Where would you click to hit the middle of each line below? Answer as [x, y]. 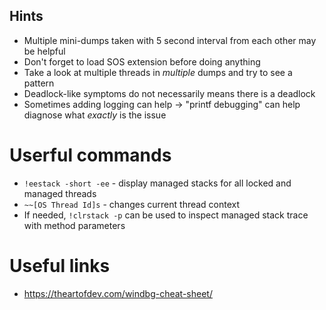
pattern [39, 83]
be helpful [44, 51]
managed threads [60, 193]
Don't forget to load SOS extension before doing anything [142, 61]
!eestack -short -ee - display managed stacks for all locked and [157, 183]
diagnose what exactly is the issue [95, 115]
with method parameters [74, 225]
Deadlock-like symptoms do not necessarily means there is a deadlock [169, 93]
